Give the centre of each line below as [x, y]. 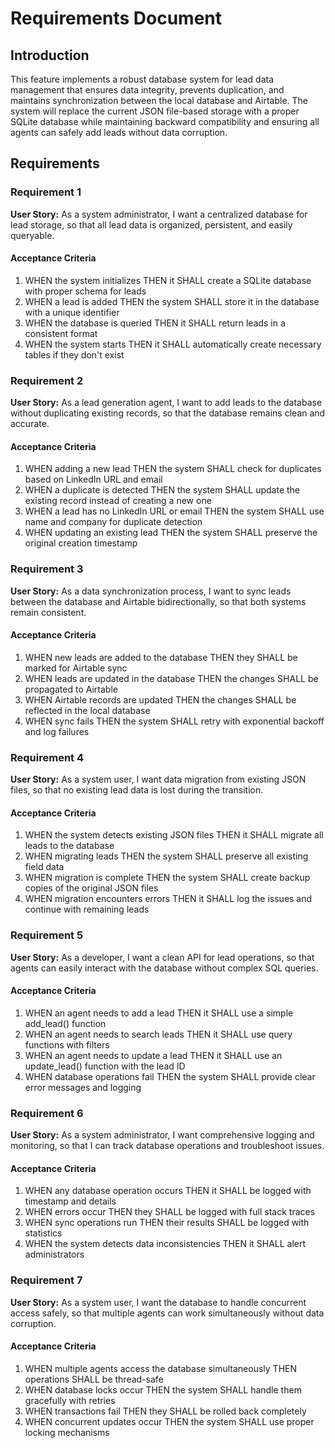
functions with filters [67, 1044]
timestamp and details [70, 1201]
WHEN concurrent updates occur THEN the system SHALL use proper [169, 1421]
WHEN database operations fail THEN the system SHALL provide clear [170, 1076]
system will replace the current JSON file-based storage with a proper [155, 111]
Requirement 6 [47, 1113]
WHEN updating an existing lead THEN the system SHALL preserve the [171, 533]
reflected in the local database [87, 710]
